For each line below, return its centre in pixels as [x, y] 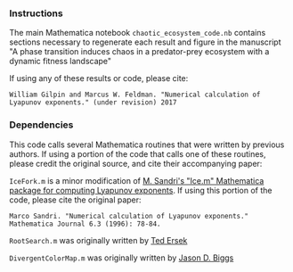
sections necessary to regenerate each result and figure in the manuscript [146, 42]
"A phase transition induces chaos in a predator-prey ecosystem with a [139, 52]
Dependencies [41, 125]
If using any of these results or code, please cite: [99, 78]
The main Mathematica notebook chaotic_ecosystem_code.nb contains [138, 33]
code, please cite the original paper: [75, 200]
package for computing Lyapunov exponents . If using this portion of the [141, 190]
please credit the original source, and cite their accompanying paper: [136, 163]
